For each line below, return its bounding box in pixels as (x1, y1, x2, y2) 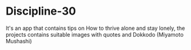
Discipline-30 (5, 4, 77, 18)
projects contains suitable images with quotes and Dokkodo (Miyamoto (5, 30, 184, 38)
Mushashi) (5, 37, 32, 45)
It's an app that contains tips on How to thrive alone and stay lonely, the (5, 24, 186, 32)
